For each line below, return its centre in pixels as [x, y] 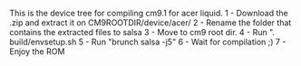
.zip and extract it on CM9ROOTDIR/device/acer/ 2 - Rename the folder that [150, 23]
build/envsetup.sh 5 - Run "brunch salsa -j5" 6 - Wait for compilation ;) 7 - [148, 42]
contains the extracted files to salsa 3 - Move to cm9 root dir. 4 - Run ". [142, 32]
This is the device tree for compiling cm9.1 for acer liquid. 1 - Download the [149, 13]
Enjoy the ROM [37, 52]
